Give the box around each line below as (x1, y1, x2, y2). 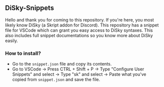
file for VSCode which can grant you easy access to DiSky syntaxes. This (5, 27, 153, 33)
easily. (5, 38, 18, 43)
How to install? (5, 50, 41, 57)
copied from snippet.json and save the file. (12, 77, 100, 83)
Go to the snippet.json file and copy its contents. (12, 61, 112, 67)
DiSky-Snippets (5, 4, 54, 12)
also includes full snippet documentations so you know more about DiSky (5, 32, 153, 38)
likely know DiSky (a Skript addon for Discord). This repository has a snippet (5, 22, 159, 28)
